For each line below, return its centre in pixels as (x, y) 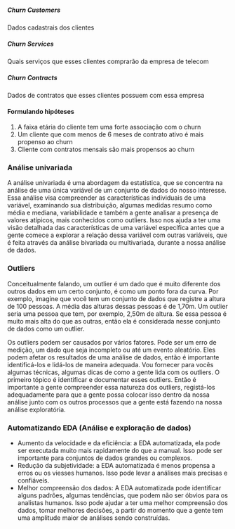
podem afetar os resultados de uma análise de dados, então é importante (113, 357)
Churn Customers (34, 10)
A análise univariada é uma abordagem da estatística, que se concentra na (115, 183)
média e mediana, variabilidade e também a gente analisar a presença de (113, 213)
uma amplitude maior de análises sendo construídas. (94, 518)
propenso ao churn (45, 142)
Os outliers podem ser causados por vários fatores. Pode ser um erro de (112, 342)
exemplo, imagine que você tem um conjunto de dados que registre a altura (116, 298)
